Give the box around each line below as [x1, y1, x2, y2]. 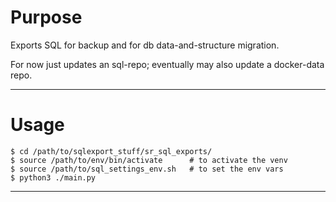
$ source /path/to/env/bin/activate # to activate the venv [10, 155, 288, 165]
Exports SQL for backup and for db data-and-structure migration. [10, 39, 280, 51]
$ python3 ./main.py [10, 172, 97, 183]
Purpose [10, 6, 83, 29]
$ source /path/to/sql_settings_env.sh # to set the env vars [10, 164, 284, 174]
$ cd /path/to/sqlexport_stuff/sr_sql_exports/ [10, 146, 213, 156]
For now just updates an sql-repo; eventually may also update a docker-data [10, 58, 325, 70]
